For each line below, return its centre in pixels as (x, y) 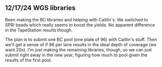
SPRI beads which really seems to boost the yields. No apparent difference (80, 25)
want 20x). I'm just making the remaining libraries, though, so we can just (79, 50)
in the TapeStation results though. (39, 30)
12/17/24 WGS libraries (40, 8)
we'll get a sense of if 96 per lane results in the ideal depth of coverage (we (81, 44)
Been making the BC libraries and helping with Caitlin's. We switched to (77, 19)
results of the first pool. (28, 60)
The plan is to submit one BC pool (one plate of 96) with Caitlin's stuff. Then (81, 39)
